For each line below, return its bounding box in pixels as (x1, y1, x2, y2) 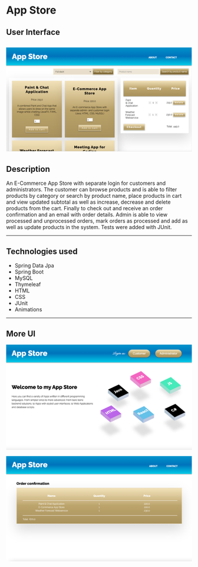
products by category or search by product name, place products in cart (6, 193, 182, 200)
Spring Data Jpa (14, 262, 54, 269)
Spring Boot (14, 268, 44, 275)
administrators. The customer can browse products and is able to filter (6, 186, 177, 193)
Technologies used (6, 246, 78, 256)
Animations (14, 306, 42, 313)
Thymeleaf (14, 281, 41, 288)
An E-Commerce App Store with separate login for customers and (6, 180, 166, 187)
